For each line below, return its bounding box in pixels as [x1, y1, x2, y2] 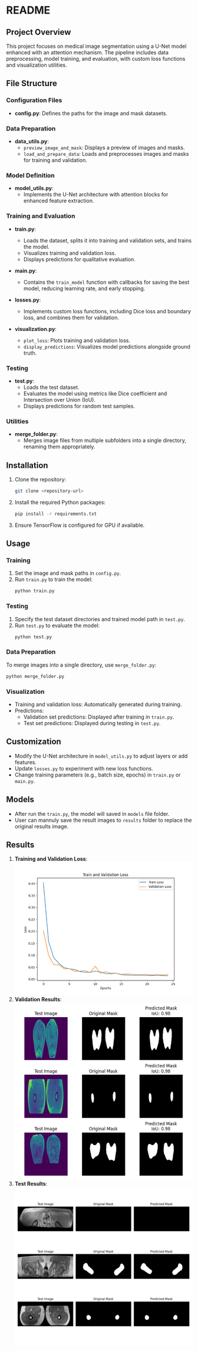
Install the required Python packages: [14, 499, 106, 506]
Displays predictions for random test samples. [23, 402, 136, 409]
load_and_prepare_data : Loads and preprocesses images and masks [23, 150, 189, 157]
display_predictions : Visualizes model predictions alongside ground [23, 343, 190, 350]
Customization [6, 737, 62, 747]
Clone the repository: [14, 476, 67, 483]
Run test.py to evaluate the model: [14, 622, 100, 629]
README [6, 4, 51, 17]
